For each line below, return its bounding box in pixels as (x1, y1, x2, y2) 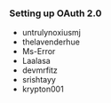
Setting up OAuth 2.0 (9, 7, 102, 20)
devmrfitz (21, 65, 58, 75)
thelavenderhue (21, 36, 80, 47)
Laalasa (21, 56, 51, 67)
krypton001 (21, 83, 64, 95)
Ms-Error (21, 46, 56, 57)
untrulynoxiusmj (21, 28, 82, 38)
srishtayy (21, 75, 56, 85)
